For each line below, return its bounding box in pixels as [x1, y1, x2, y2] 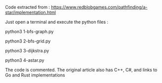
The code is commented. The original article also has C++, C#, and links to [5, 67, 158, 73]
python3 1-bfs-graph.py [5, 29, 54, 34]
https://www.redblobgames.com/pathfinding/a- [51, 4, 148, 10]
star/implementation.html [5, 9, 56, 15]
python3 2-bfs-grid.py [5, 38, 51, 44]
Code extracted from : [5, 4, 50, 10]
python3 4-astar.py [5, 57, 44, 63]
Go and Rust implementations [5, 72, 65, 78]
